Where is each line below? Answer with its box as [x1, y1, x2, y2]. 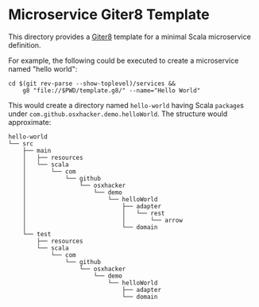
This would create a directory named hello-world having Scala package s [8, 100, 245, 110]
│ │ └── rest [22, 209, 165, 217]
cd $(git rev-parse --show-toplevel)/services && [8, 80, 176, 87]
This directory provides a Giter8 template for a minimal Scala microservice [8, 32, 252, 41]
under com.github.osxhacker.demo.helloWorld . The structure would [8, 109, 228, 119]
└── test [22, 230, 52, 238]
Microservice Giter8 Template [8, 6, 210, 24]
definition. [8, 40, 41, 49]
